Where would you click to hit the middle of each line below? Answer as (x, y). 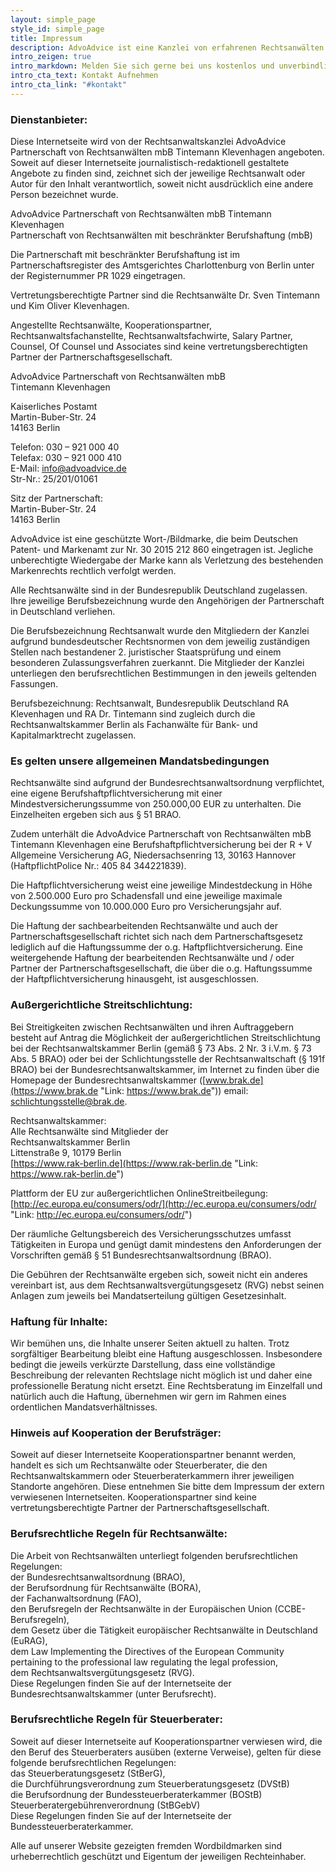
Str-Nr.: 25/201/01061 (54, 479)
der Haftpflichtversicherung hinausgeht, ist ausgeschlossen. (135, 979)
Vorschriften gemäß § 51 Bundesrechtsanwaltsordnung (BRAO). (141, 1255)
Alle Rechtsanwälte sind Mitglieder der (89, 1131)
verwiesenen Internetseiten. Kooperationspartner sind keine (133, 1497)
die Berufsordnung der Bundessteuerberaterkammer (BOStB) (136, 1794)
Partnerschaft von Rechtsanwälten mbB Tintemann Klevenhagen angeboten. (167, 152)
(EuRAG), (29, 1640)
